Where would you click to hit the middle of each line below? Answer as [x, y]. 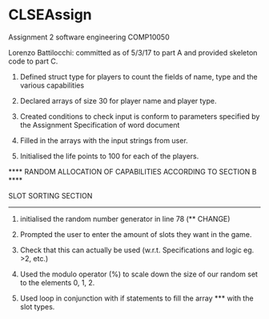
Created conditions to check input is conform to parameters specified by [140, 116]
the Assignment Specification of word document [100, 125]
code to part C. [33, 61]
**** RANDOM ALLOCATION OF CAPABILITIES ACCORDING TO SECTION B [132, 171]
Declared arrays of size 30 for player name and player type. [118, 100]
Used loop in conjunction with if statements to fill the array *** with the [137, 298]
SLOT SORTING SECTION [50, 195]
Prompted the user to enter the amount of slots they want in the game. [136, 234]
